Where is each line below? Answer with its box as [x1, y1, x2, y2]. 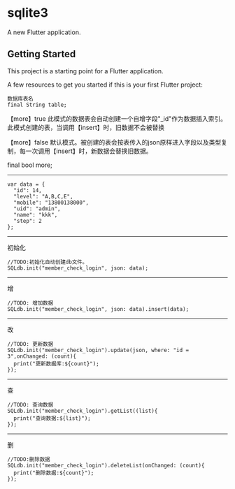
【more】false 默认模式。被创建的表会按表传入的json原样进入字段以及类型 [7, 138, 222, 146]
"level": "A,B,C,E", [13, 193, 73, 200]
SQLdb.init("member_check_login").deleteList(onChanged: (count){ [7, 462, 205, 469]
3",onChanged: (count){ [7, 353, 77, 360]
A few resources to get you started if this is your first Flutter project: [7, 80, 203, 89]
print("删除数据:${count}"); [13, 469, 94, 476]
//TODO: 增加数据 [7, 299, 54, 307]
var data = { [7, 180, 45, 188]
